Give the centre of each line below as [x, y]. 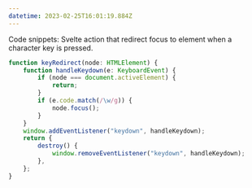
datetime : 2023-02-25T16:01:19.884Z [70, 16]
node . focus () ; [76, 108]
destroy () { [58, 146]
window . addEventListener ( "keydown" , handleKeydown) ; [114, 131]
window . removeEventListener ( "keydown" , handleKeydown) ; [148, 154]
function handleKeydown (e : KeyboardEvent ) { [100, 70]
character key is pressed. [51, 48]
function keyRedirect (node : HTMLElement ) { [83, 63]
